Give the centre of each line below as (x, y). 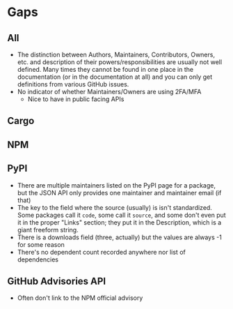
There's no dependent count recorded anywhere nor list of (101, 252)
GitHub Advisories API (57, 281)
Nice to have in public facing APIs (76, 99)
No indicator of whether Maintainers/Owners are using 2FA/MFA (109, 92)
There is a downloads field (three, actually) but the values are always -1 (120, 237)
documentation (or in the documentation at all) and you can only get (115, 77)
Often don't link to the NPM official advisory (80, 298)
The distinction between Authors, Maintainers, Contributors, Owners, (116, 54)
